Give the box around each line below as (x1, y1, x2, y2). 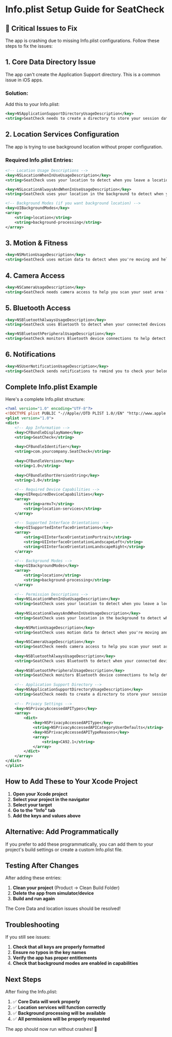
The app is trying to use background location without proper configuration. (5, 143, 163, 149)
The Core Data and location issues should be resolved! (5, 905, 121, 912)
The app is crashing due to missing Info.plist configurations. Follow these (5, 37, 160, 44)
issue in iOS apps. (5, 77, 44, 83)
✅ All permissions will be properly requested (12, 1016, 110, 1022)
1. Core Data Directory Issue (5, 58, 96, 67)
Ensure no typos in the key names (12, 949, 87, 956)
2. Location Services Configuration (5, 130, 119, 139)
